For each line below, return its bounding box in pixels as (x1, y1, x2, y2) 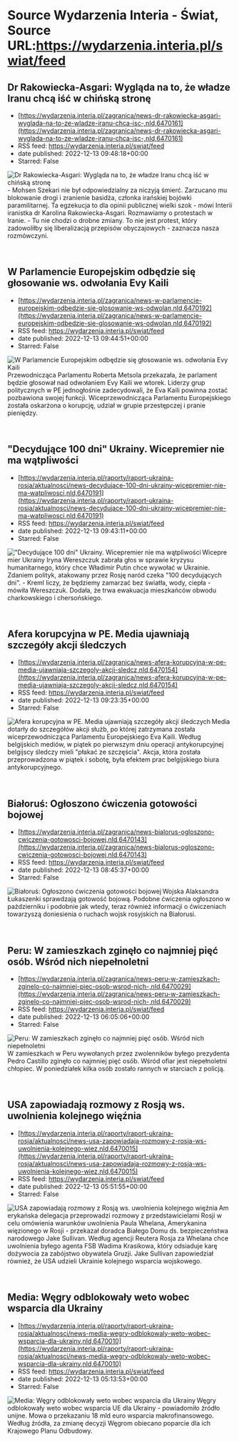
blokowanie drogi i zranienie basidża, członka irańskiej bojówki (7, 194, 192, 202)
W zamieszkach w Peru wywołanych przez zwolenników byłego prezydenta (7, 1049, 230, 1058)
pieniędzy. (7, 408, 38, 417)
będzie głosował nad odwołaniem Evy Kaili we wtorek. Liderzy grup (7, 378, 205, 387)
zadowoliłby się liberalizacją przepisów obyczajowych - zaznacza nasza (7, 224, 220, 232)
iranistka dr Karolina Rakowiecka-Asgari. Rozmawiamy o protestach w (7, 209, 213, 217)
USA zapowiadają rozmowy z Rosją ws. (7, 1099, 185, 1111)
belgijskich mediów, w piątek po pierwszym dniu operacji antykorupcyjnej (7, 740, 224, 749)
